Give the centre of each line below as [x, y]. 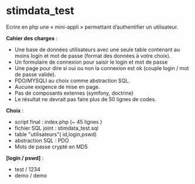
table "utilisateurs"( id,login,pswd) [56, 134]
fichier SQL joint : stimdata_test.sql [56, 128]
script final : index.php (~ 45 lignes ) [58, 121]
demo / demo [31, 175]
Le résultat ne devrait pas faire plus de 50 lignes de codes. [85, 99]
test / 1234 [28, 169]
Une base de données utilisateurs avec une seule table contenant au [97, 49]
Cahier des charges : [32, 38]
